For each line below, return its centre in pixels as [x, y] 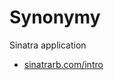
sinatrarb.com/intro [63, 64]
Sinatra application [48, 45]
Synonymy [55, 17]
